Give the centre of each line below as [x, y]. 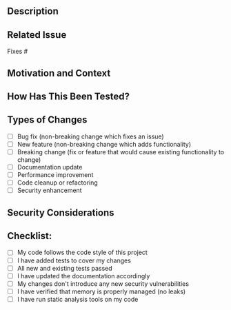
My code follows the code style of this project [82, 252]
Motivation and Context [59, 73]
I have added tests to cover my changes [74, 260]
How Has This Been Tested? [68, 96]
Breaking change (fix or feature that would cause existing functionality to [121, 152]
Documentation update [50, 167]
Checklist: [30, 236]
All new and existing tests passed [64, 268]
